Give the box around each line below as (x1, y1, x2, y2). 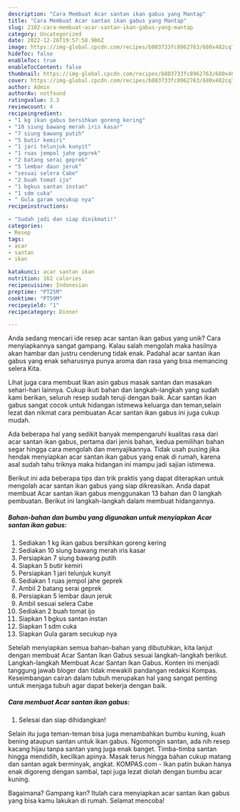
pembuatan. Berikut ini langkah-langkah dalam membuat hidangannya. (8, 497, 216, 505)
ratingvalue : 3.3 (8, 97, 60, 104)
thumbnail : (8, 70, 41, 77)
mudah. (8, 416, 31, 425)
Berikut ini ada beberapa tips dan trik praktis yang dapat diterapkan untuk (8, 474, 224, 482)
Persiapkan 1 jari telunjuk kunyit (18, 569, 111, 578)
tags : (8, 235, 24, 243)
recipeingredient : (8, 110, 63, 117)
